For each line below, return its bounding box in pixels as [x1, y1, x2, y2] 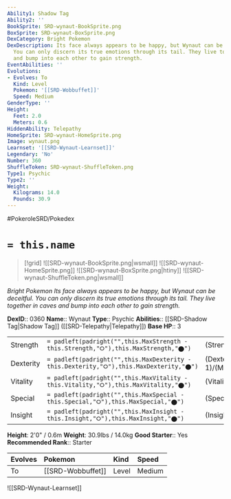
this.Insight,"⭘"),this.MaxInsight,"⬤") [47, 414, 184, 422]
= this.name [7, 239, 76, 252]
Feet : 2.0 [13, 112, 41, 119]
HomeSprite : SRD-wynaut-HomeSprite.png [7, 131, 122, 138]
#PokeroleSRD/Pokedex [7, 215, 75, 222]
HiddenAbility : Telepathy [7, 125, 81, 132]
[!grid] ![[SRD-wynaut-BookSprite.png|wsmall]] [23, 259, 158, 267]
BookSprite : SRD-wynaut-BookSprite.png [7, 23, 122, 30]
